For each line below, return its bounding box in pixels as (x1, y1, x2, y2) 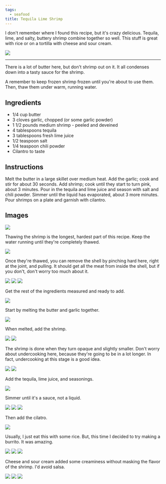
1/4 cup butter (12, 112, 41, 118)
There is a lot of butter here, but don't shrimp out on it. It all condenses (5, 64, 149, 70)
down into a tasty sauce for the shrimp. (5, 69, 85, 75)
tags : (5, 7, 16, 12)
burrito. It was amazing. (5, 438, 53, 444)
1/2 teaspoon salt (12, 138, 48, 144)
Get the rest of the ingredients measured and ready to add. (5, 288, 125, 294)
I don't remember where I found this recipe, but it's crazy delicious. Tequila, (5, 30, 159, 36)
